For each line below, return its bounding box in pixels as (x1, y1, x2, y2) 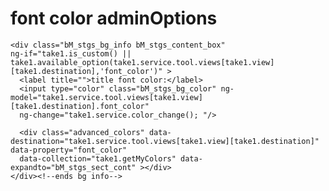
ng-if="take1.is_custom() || (10, 48, 132, 59)
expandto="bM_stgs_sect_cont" (10, 162, 137, 172)
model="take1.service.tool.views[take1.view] (10, 92, 203, 102)
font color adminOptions (10, 7, 218, 30)
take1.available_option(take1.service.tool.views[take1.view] (10, 57, 275, 67)
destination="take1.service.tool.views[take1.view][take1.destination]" (10, 136, 320, 146)
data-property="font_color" (10, 145, 128, 155)
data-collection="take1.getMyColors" (19, 153, 177, 164)
